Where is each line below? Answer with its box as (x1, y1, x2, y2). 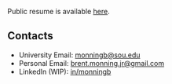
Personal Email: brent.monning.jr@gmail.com (18, 58, 165, 68)
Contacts (7, 29, 54, 42)
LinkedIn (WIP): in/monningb (18, 67, 112, 76)
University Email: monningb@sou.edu (18, 50, 141, 60)
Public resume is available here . (7, 7, 111, 16)
